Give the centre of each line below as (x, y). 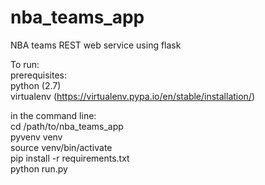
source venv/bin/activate (61, 147)
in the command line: (53, 115)
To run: (25, 64)
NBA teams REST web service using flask (96, 45)
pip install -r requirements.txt (70, 158)
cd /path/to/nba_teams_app (67, 126)
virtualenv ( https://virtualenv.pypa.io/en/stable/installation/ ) (133, 96)
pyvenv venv (36, 137)
